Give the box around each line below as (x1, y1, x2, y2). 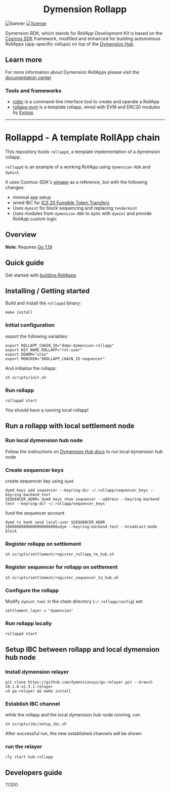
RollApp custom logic (12, 215, 57, 221)
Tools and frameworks (5, 87, 62, 94)
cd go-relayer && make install (5, 688, 71, 694)
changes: (5, 184, 25, 191)
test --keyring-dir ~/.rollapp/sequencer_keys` (5, 501, 108, 506)
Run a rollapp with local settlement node (5, 422, 135, 430)
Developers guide (5, 768, 62, 777)
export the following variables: (5, 333, 69, 339)
